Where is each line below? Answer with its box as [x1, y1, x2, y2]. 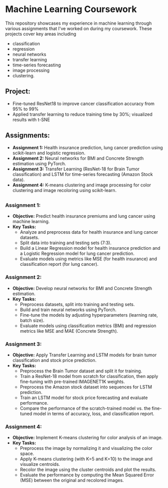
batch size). [20, 317, 45, 323]
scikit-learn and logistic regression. [12, 150, 86, 156]
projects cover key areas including [5, 31, 77, 37]
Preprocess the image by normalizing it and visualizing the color [20, 445, 153, 451]
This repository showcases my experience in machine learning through [5, 20, 152, 26]
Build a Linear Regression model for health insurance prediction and [20, 245, 160, 251]
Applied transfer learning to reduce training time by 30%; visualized [12, 111, 153, 117]
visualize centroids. [20, 461, 60, 467]
